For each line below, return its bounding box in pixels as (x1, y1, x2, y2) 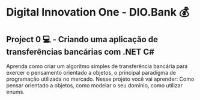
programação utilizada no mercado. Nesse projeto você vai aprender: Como (6, 75, 195, 83)
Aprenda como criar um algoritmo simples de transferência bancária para (6, 63, 188, 70)
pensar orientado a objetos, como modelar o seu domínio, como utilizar (6, 82, 183, 89)
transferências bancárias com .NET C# (6, 46, 155, 57)
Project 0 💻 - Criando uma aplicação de (6, 34, 158, 45)
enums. (6, 89, 25, 95)
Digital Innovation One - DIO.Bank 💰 (6, 5, 189, 19)
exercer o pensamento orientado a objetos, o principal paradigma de (6, 69, 176, 76)
